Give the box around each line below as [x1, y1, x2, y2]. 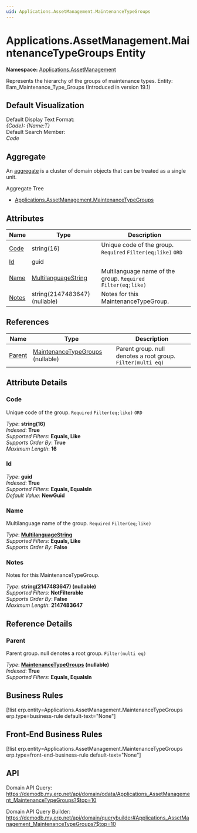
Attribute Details [6, 378, 67, 388]
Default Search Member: [6, 129, 66, 136]
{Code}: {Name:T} [6, 122, 50, 129]
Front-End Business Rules [6, 730, 103, 740]
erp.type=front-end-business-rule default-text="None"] [6, 751, 141, 758]
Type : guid [6, 473, 32, 480]
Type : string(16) [6, 420, 46, 427]
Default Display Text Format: [6, 116, 75, 123]
